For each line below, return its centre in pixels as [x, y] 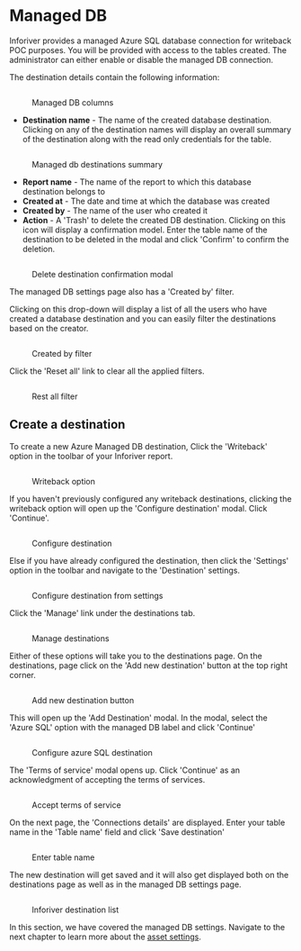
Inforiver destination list [75, 910]
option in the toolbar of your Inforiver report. [91, 456]
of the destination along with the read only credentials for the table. [147, 139]
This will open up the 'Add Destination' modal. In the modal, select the [138, 718]
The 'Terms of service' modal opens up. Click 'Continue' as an [125, 770]
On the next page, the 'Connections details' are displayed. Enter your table [147, 822]
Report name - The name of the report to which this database [137, 182]
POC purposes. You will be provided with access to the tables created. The [148, 50]
